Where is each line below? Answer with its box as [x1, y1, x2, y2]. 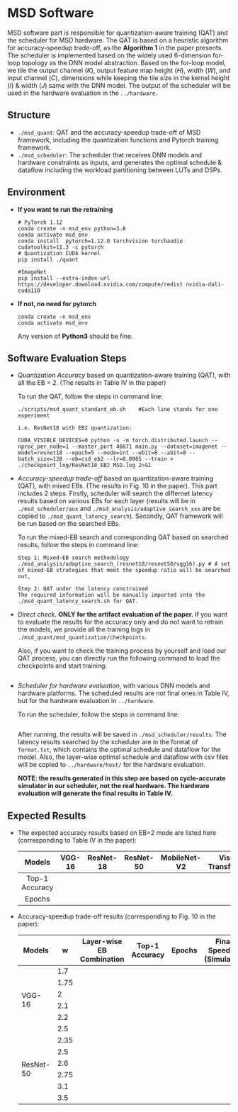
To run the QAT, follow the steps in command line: [17, 392, 163, 401]
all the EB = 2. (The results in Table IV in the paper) [17, 378, 166, 387]
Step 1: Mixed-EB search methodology [17, 554, 130, 561]
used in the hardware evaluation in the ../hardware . [7, 89, 158, 97]
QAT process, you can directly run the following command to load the [17, 654, 220, 663]
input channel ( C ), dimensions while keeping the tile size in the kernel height [7, 73, 230, 82]
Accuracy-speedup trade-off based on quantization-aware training [17, 474, 214, 483]
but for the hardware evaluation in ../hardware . [17, 697, 155, 705]
